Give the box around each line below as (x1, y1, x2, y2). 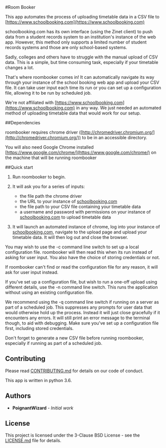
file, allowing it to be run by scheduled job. (5, 90, 92, 96)
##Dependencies (5, 120, 41, 125)
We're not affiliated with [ (5, 100, 57, 106)
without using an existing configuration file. (5, 289, 93, 295)
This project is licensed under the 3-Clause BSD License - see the (5, 432, 140, 438)
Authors (5, 392, 31, 400)
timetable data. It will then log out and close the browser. (12, 234, 128, 240)
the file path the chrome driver (19, 193, 82, 199)
